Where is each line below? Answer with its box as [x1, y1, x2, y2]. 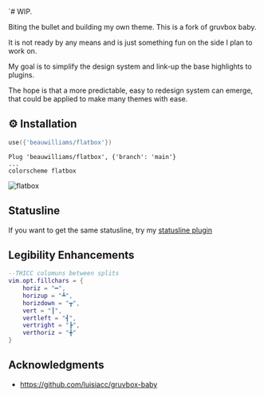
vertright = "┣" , [22, 321, 81, 330]
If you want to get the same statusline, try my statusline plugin [8, 225, 213, 235]
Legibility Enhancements [8, 248, 135, 262]
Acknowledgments [8, 359, 105, 372]
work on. [8, 46, 37, 55]
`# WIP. [8, 7, 33, 16]
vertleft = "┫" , [22, 314, 77, 322]
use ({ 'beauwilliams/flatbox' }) [8, 138, 112, 146]
